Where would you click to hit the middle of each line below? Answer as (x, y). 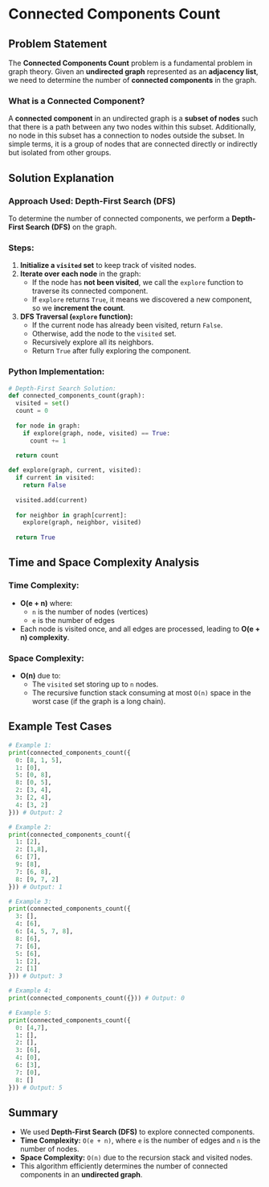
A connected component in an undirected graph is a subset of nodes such (133, 118)
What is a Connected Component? (77, 101)
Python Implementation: (57, 372)
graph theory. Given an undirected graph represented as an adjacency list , (133, 72)
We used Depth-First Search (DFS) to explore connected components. (137, 1132)
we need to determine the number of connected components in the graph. (132, 80)
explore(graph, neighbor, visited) (82, 523)
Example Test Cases (60, 726)
